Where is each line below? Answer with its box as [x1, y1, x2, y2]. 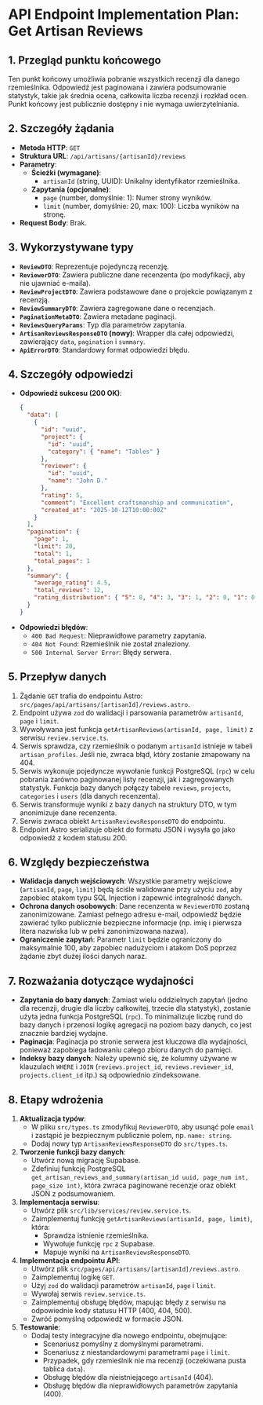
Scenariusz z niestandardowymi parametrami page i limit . [42, 1348, 230, 1357]
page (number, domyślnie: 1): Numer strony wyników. [42, 192, 212, 202]
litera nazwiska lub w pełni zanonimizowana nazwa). [19, 927, 189, 936]
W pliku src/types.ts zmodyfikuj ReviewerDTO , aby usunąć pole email [31, 1122, 254, 1132]
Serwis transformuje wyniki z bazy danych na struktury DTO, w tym [19, 799, 237, 809]
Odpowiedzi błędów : [19, 622, 88, 631]
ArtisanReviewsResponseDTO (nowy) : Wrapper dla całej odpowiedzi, [19, 328, 235, 338]
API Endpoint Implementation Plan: [8, 5, 240, 24]
